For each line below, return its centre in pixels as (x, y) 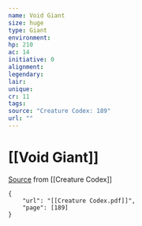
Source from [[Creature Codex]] (60, 179)
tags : (17, 104)
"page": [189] (45, 207)
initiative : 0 (32, 60)
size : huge (26, 23)
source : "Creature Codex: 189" (60, 111)
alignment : (26, 67)
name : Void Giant (37, 15)
